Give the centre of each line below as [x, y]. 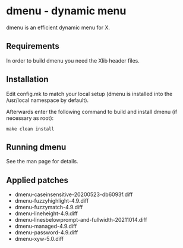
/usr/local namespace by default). [48, 100]
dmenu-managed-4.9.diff [46, 226]
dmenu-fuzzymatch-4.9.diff [49, 207]
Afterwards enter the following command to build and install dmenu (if [92, 111]
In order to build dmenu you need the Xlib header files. [73, 60]
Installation [27, 80]
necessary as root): [30, 118]
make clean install [30, 129]
